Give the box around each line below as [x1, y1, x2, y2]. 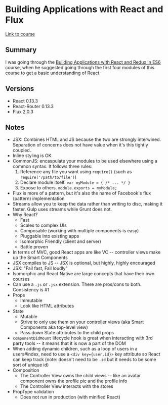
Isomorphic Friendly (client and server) [20, 238, 101, 244]
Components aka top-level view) [20, 324, 89, 330]
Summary [5, 45, 37, 54]
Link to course [5, 31, 35, 37]
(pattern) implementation [12, 195, 65, 201]
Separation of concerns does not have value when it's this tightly [12, 142, 148, 148]
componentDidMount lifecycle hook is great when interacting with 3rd [12, 335, 153, 341]
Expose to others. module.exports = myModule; [20, 185, 117, 191]
